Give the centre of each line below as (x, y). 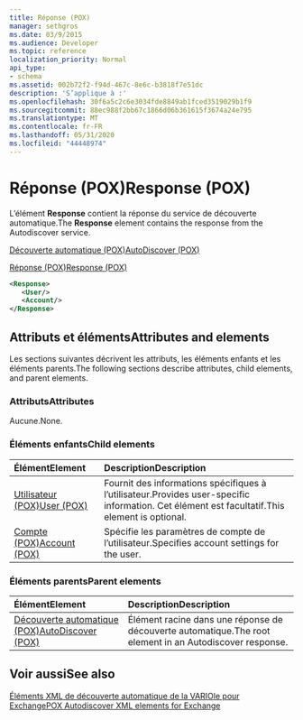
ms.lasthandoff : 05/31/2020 (62, 135)
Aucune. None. (36, 421)
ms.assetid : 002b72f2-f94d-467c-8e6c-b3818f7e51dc (106, 85)
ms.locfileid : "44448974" (58, 143)
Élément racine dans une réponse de (206, 619)
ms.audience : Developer (54, 43)
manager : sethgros (44, 26)
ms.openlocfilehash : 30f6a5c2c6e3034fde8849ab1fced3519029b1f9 (131, 102)
